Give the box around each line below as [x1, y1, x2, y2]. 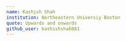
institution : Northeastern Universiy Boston [6, 14, 121, 20]
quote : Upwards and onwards [6, 20, 78, 26]
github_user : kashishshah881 [6, 25, 80, 32]
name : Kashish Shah [6, 8, 56, 15]
